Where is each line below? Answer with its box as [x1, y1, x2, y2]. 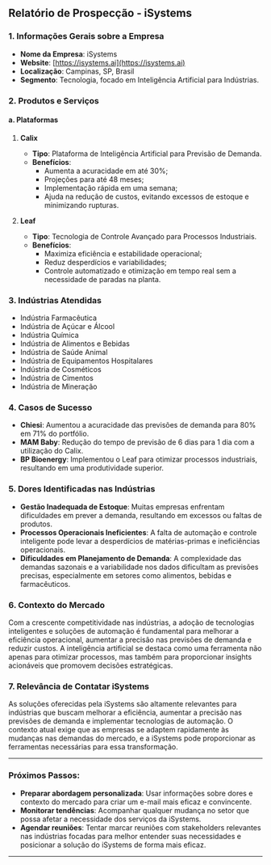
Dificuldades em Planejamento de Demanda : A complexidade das [19, 553, 242, 563]
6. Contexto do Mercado [8, 599, 106, 610]
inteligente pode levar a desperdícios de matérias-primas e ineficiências [19, 536, 261, 546]
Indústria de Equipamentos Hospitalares [19, 356, 153, 366]
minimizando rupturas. [44, 200, 119, 209]
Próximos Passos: [8, 770, 81, 781]
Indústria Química [19, 331, 79, 340]
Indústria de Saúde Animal [19, 348, 108, 357]
